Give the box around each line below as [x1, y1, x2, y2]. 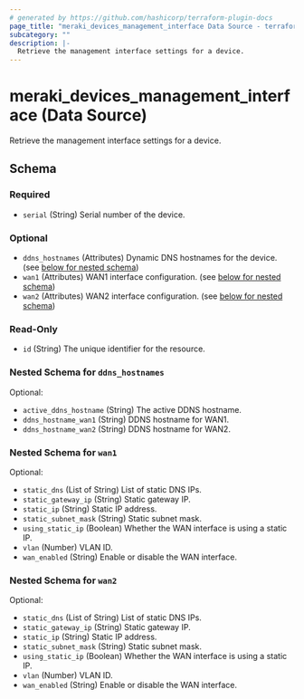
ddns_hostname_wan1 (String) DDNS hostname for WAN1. [22, 414, 230, 425]
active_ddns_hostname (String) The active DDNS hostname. [22, 404, 242, 415]
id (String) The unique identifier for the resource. [22, 343, 205, 354]
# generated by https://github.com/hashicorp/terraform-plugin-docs [9, 13, 273, 23]
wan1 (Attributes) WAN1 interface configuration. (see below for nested [22, 272, 281, 282]
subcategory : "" [9, 30, 71, 39]
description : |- [9, 38, 71, 48]
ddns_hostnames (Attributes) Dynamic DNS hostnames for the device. [22, 253, 278, 263]
